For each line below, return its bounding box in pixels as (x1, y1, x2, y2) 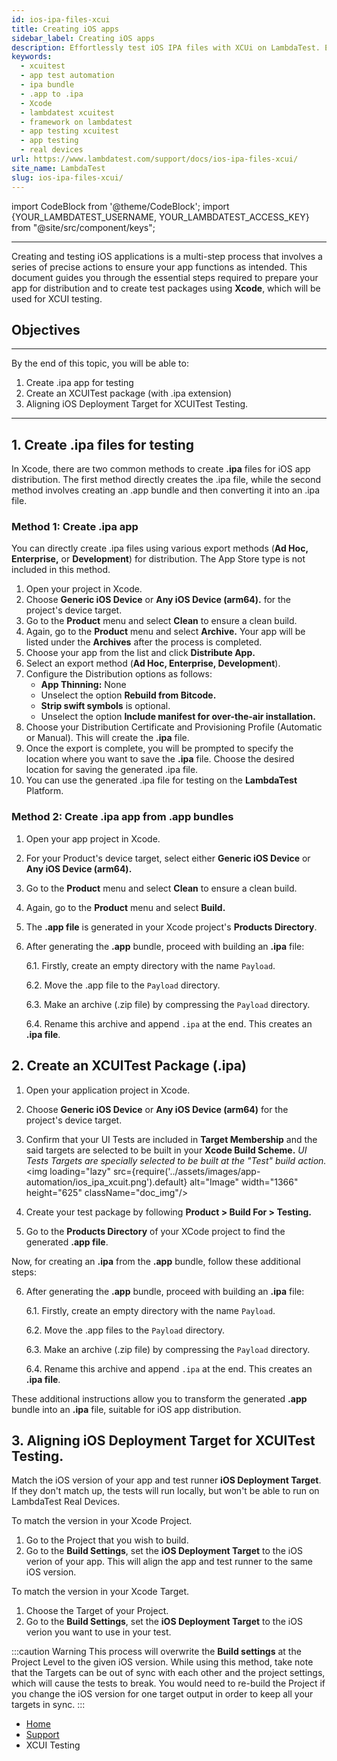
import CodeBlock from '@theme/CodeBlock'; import (11, 200, 230, 212)
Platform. (25, 785, 64, 797)
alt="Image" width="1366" (189, 1176, 299, 1188)
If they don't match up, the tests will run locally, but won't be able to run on (11, 1485, 320, 1497)
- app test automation (20, 71, 115, 81)
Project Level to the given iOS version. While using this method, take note (11, 1656, 314, 1668)
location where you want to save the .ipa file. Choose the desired (25, 753, 295, 765)
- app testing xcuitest (20, 126, 119, 136)
